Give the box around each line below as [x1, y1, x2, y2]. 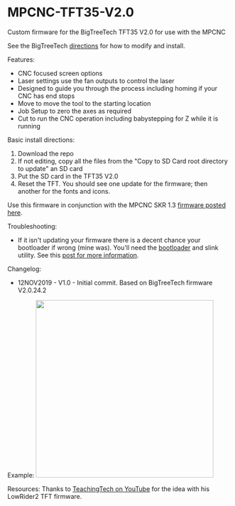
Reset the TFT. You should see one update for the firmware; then [17, 179, 208, 188]
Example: [7, 471, 35, 479]
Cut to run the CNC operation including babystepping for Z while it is [17, 114, 219, 123]
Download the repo [17, 149, 75, 158]
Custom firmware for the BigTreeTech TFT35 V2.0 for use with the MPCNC [7, 28, 226, 36]
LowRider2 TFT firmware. [7, 492, 82, 500]
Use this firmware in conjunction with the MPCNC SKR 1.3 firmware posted [7, 200, 226, 209]
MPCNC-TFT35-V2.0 [7, 4, 135, 21]
